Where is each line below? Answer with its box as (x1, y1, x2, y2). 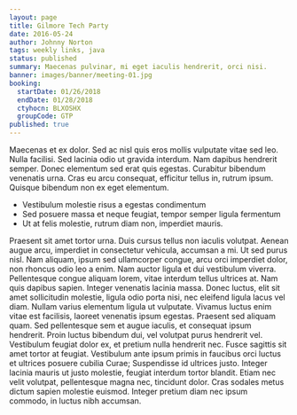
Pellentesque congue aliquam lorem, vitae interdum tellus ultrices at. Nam (9, 273, 278, 284)
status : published (9, 54, 77, 63)
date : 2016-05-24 (9, 29, 74, 38)
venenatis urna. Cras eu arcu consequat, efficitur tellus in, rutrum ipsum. (9, 173, 274, 183)
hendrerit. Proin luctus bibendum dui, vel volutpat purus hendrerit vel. (9, 330, 263, 340)
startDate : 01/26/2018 (17, 87, 101, 96)
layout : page (9, 12, 58, 22)
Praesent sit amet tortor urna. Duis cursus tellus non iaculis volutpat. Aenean (9, 236, 289, 246)
